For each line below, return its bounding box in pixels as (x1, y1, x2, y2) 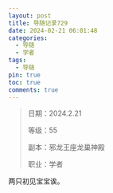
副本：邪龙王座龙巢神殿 (27, 143, 105, 152)
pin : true (8, 71, 41, 79)
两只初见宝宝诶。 (8, 176, 64, 186)
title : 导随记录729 (8, 19, 68, 27)
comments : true (8, 85, 59, 94)
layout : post (8, 11, 52, 20)
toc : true (8, 78, 41, 86)
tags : (8, 57, 26, 65)
